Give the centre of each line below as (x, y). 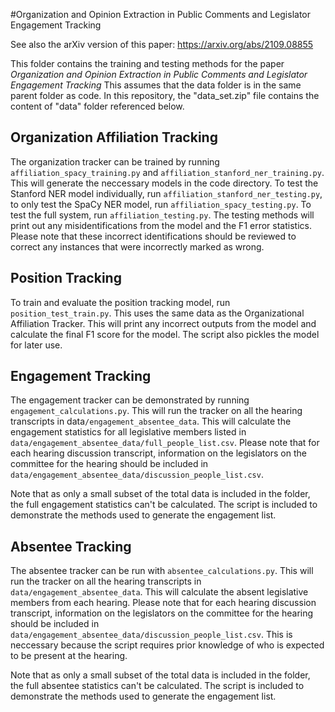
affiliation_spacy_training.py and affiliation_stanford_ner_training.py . (167, 172)
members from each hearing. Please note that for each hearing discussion (163, 603)
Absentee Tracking (71, 546)
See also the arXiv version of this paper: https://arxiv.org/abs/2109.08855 (162, 44)
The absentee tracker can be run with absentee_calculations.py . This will (162, 571)
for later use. (36, 345)
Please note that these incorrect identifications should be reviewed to (153, 236)
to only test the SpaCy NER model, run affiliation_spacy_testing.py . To (161, 204)
